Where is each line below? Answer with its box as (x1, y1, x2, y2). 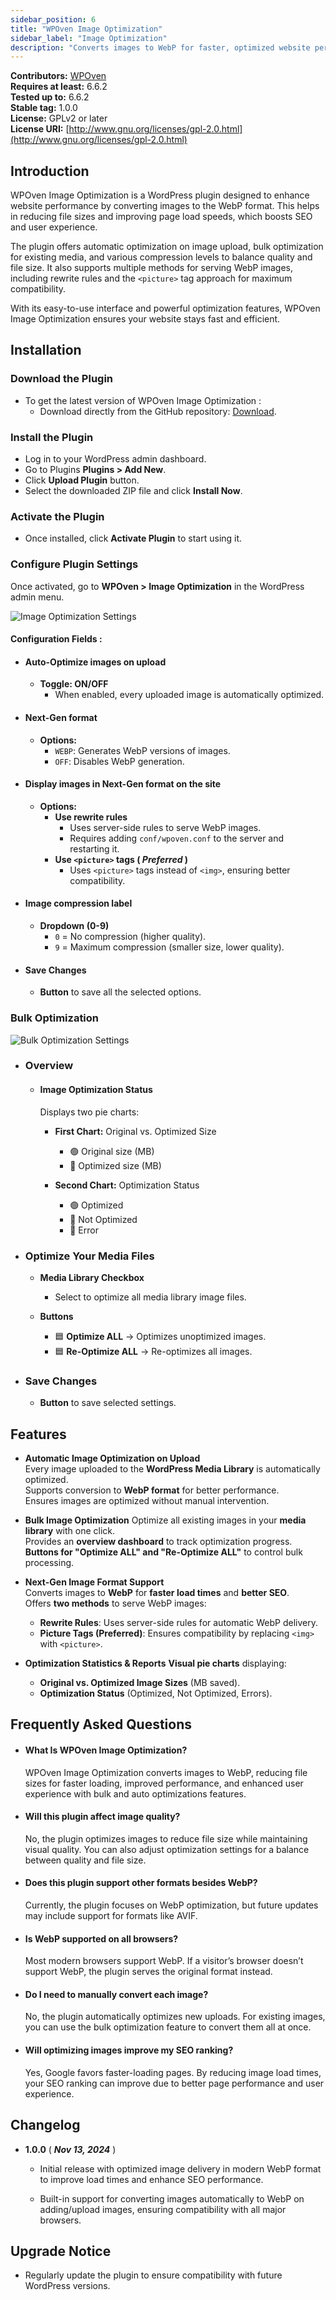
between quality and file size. (24, 1854, 147, 1866)
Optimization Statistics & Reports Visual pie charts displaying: (24, 1657, 287, 1670)
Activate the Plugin (10, 509, 105, 523)
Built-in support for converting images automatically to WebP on (39, 2192, 305, 2205)
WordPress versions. (24, 2280, 111, 2292)
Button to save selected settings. (39, 1397, 177, 1409)
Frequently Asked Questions (10, 1716, 193, 1733)
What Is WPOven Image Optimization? (24, 1744, 188, 1756)
